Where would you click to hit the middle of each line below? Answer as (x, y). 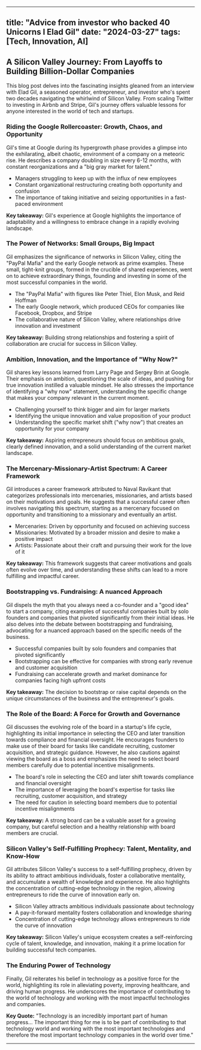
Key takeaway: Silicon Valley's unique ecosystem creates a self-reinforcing (99, 937)
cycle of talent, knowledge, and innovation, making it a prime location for (96, 944)
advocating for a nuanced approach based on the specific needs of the (94, 630)
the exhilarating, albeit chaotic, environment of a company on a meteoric (96, 154)
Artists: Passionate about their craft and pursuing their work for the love (103, 545)
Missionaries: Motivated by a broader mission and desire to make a (98, 533)
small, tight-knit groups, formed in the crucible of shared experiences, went (99, 269)
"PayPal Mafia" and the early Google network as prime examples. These (95, 263)
